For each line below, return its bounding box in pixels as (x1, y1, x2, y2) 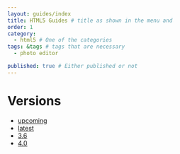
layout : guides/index (7, 10, 72, 18)
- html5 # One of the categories (13, 37, 113, 44)
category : (7, 30, 37, 37)
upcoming (17, 116, 47, 124)
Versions (7, 93, 62, 109)
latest (17, 124, 34, 132)
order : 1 (7, 23, 33, 30)
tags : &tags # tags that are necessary (7, 43, 125, 50)
